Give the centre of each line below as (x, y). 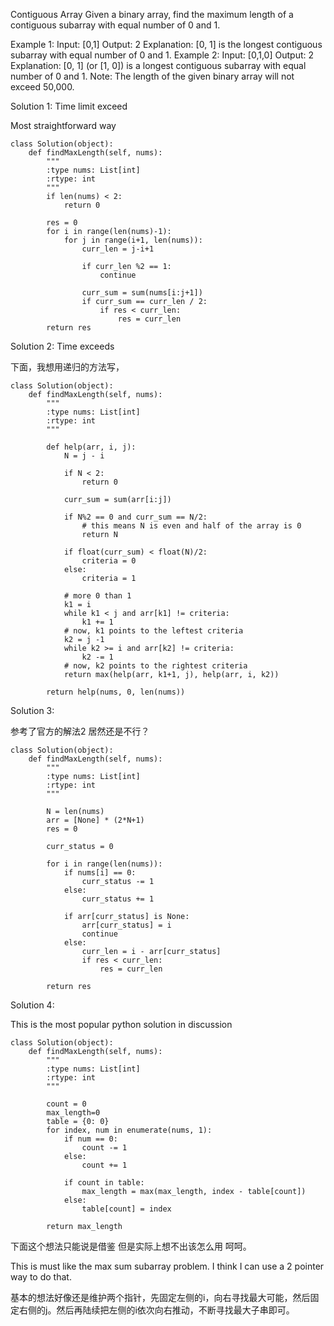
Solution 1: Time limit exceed (69, 106)
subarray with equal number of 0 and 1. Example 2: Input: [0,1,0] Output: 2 (162, 55)
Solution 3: (32, 710)
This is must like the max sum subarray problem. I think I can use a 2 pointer (167, 1266)
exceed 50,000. (42, 87)
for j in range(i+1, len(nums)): (133, 240)
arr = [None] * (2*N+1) (95, 820)
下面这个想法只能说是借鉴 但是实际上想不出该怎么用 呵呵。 (131, 1246)
